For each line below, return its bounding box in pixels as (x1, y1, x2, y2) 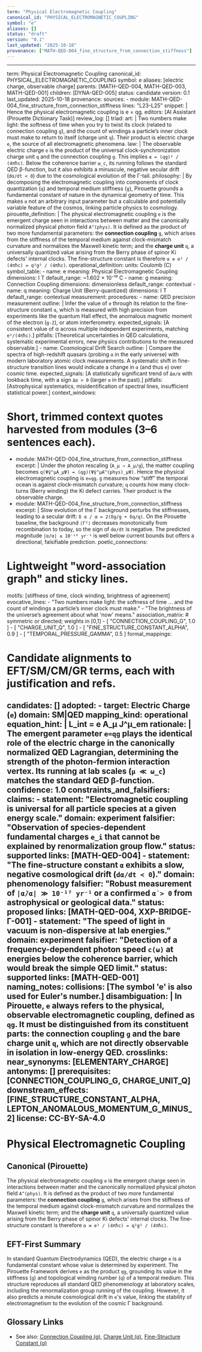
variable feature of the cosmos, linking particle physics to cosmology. (7, 204, 179, 211)
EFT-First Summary (7, 1239, 82, 1249)
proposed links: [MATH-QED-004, (7, 907, 137, 917)
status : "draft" (7, 31, 47, 37)
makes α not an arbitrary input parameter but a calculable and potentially (7, 198, 186, 205)
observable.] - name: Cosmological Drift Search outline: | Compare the (7, 344, 182, 351)
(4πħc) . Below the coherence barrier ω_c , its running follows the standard (7, 159, 187, 166)
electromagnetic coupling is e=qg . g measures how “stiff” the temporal (15, 474, 188, 481)
